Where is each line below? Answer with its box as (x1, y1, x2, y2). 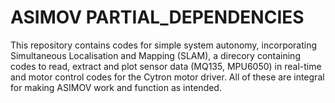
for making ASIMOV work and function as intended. (10, 81, 222, 93)
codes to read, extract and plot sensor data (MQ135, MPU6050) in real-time (10, 60, 322, 72)
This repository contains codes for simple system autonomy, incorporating (10, 39, 318, 51)
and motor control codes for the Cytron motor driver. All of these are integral (10, 71, 325, 83)
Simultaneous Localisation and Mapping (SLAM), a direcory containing (10, 49, 301, 61)
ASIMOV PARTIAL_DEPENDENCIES (10, 6, 305, 29)
